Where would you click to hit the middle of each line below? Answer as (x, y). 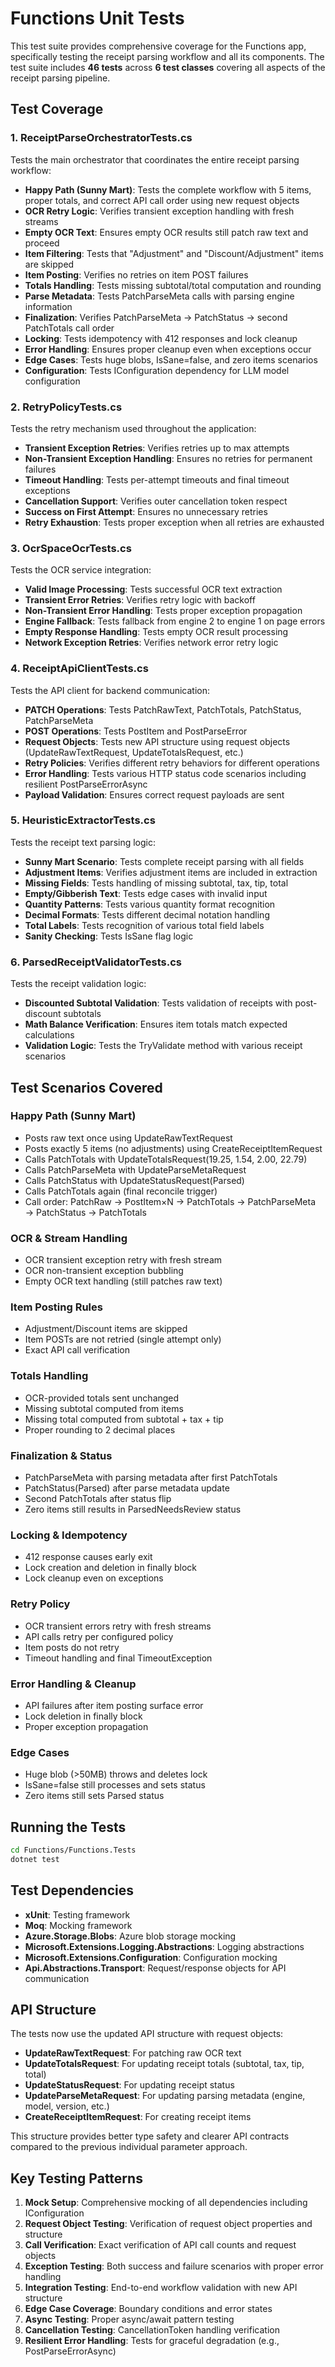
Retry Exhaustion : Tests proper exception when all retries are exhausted (174, 522)
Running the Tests (68, 1827)
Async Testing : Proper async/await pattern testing (129, 2319)
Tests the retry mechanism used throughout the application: (133, 428)
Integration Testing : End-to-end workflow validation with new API (161, 2288)
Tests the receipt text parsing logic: (83, 842)
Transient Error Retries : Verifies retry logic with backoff (140, 600)
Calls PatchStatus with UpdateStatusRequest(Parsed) (134, 1180)
